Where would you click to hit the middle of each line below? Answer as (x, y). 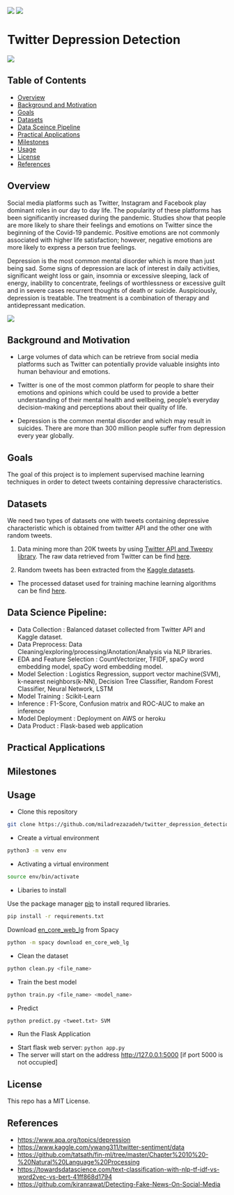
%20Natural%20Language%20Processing (79, 1162)
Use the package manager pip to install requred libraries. (89, 904)
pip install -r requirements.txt (56, 917)
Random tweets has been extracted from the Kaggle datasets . (106, 570)
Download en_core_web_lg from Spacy (63, 929)
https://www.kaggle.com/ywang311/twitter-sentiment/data (101, 1148)
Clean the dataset (42, 956)
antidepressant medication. (46, 305)
